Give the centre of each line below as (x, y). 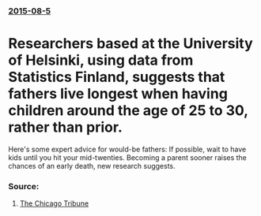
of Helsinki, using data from (101, 60)
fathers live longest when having (118, 94)
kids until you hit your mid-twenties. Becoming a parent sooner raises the (128, 157)
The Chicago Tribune (54, 203)
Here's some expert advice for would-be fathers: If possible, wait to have (127, 149)
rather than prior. (65, 127)
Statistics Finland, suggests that (117, 77)
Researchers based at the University (130, 44)
